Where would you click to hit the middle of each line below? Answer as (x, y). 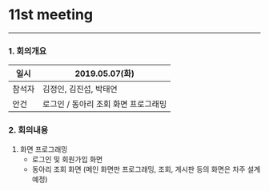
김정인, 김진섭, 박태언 (80, 90)
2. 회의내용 (28, 130)
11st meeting (51, 15)
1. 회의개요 (28, 51)
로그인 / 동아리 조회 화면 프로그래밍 (105, 104)
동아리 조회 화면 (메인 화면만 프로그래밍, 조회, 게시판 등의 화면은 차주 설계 (146, 169)
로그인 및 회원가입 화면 (67, 159)
